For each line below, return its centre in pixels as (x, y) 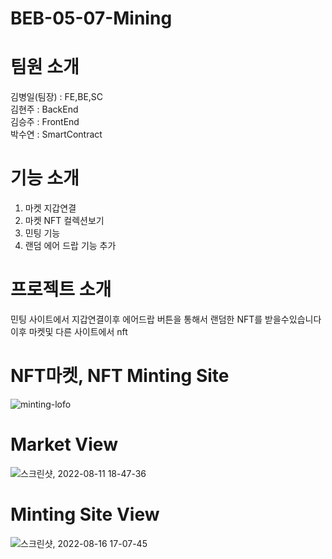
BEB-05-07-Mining (91, 18)
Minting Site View (85, 514)
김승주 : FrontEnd (45, 122)
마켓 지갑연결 (50, 208)
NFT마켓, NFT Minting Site (120, 376)
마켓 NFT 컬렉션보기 (64, 221)
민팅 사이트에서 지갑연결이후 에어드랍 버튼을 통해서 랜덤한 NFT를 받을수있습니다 (166, 319)
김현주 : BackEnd (44, 109)
